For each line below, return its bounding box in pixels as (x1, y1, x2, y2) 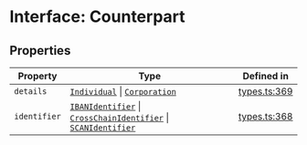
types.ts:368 (238, 110, 293, 122)
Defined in (242, 70, 290, 82)
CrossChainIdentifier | (69, 111, 170, 124)
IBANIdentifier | (69, 100, 142, 112)
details (14, 87, 48, 97)
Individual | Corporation (69, 85, 176, 98)
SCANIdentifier (69, 123, 136, 133)
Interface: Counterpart (9, 6, 185, 27)
